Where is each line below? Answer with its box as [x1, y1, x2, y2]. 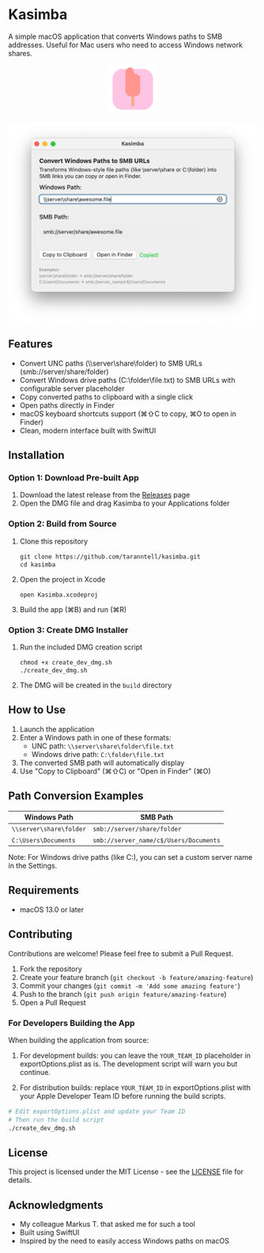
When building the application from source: [8, 1035, 149, 1045]
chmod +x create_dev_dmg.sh [19, 658, 112, 666]
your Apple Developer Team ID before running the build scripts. [19, 1091, 227, 1100]
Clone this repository [19, 536, 89, 546]
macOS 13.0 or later [19, 904, 85, 914]
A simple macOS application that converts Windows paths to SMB [8, 32, 223, 41]
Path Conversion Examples [8, 789, 144, 803]
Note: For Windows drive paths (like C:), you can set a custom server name [8, 853, 253, 862]
